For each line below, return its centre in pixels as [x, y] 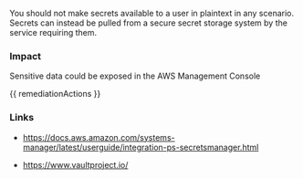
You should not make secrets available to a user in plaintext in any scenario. [152, 13]
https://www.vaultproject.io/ [75, 164]
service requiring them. [53, 32]
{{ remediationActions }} [55, 94]
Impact [26, 56]
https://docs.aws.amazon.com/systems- [99, 137]
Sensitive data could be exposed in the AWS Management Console [135, 76]
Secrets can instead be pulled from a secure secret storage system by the [148, 23]
